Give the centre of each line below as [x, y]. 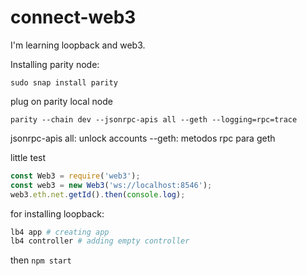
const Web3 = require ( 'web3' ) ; [75, 176]
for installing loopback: [57, 213]
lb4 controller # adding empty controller [100, 241]
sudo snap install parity [64, 82]
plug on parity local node [61, 101]
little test [28, 157]
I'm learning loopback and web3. [78, 45]
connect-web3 [73, 17]
